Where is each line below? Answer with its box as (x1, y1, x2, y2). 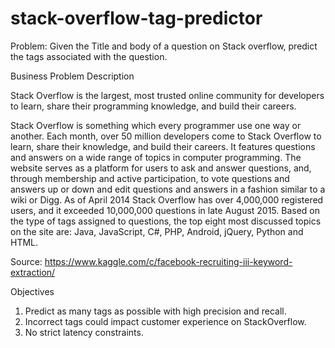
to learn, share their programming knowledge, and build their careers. (10, 100, 297, 112)
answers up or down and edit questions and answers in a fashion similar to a (10, 183, 326, 195)
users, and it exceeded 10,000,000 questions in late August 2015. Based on (10, 204, 321, 216)
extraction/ (10, 266, 56, 278)
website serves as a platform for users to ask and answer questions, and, (10, 162, 312, 174)
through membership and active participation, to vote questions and (10, 172, 290, 184)
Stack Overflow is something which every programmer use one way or (10, 119, 302, 131)
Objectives (10, 285, 55, 297)
